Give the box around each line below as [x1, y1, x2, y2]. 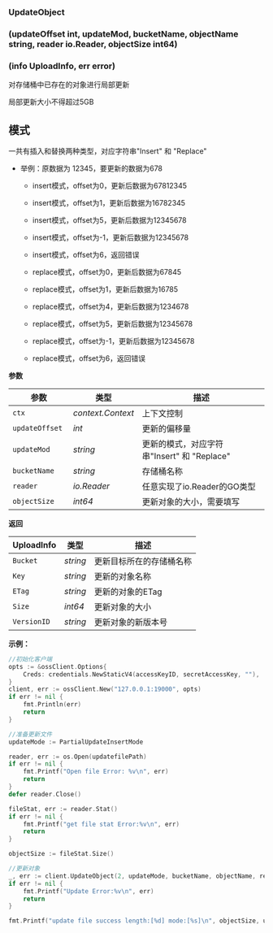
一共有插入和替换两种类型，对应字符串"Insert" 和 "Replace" [8, 145, 207, 156]
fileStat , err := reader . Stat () [8, 805, 118, 813]
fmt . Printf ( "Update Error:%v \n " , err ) [23, 887, 154, 896]
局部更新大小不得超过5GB [8, 97, 94, 107]
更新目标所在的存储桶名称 [93, 555, 193, 566]
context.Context [72, 407, 134, 419]
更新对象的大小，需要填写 [141, 496, 240, 507]
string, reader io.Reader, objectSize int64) [8, 38, 178, 50]
